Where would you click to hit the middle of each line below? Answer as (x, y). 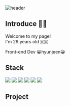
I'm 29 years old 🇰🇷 (27, 41)
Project (17, 97)
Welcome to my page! (28, 36)
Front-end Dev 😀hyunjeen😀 (35, 51)
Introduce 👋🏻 (26, 24)
